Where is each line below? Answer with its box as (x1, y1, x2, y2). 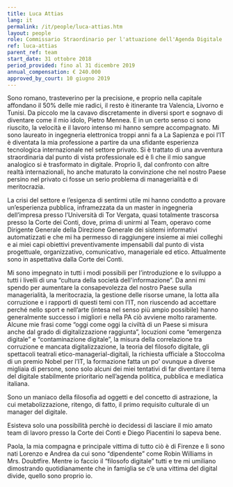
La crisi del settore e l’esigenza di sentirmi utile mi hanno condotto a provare (7, 196, 226, 205)
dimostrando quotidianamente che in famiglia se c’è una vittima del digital (7, 464, 218, 473)
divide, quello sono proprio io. (7, 472, 93, 480)
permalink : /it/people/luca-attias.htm (7, 23, 123, 30)
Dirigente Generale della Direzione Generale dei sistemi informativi (7, 225, 198, 234)
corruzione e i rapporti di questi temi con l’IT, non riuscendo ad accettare (7, 298, 217, 307)
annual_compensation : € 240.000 (7, 68, 101, 75)
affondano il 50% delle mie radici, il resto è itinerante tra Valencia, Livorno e (7, 102, 224, 110)
